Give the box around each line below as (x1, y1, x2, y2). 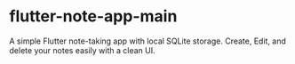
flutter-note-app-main (9, 6, 178, 27)
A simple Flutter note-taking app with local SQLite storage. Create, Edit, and (9, 36, 287, 46)
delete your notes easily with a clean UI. (9, 44, 155, 55)
